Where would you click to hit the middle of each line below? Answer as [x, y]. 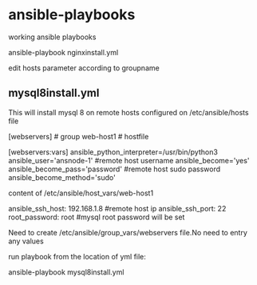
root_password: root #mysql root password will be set [97, 217]
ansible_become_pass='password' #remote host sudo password [115, 169]
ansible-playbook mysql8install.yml [66, 272]
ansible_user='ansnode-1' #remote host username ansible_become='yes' [129, 160]
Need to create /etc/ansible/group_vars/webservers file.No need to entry [128, 232]
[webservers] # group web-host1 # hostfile [79, 136]
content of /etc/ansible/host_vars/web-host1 [81, 193]
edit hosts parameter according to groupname [84, 68]
